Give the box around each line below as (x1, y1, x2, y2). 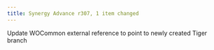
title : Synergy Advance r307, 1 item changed (7, 10, 139, 17)
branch (7, 36, 27, 45)
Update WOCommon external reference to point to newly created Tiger (7, 29, 207, 37)
